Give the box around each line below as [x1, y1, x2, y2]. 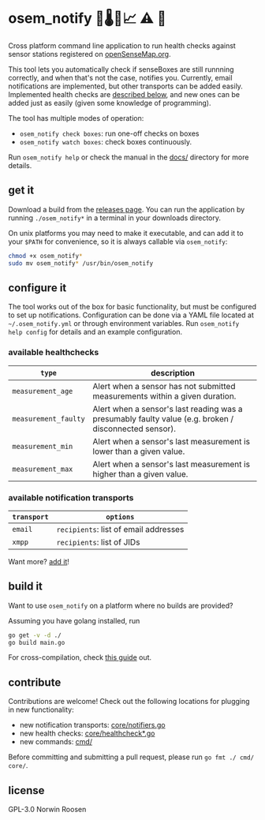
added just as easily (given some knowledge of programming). [8, 98, 211, 107]
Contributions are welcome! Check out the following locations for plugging [8, 697, 250, 706]
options [106, 512, 135, 521]
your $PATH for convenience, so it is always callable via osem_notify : [8, 237, 228, 246]
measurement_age [12, 387, 73, 395]
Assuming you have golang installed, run [8, 616, 140, 625]
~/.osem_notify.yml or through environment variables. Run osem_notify [8, 319, 240, 328]
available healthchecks [8, 347, 99, 358]
